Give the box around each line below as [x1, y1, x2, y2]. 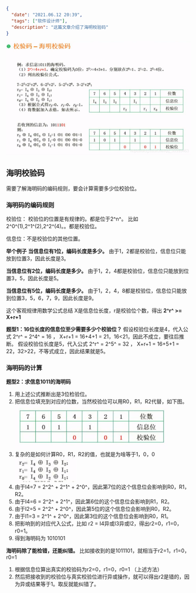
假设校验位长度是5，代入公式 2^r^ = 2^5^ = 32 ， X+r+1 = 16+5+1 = [17, 340, 180, 347]
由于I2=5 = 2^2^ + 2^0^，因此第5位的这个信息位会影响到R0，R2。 [14, 506, 175, 513]
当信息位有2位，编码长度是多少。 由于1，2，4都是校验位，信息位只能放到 [6, 267, 184, 275]
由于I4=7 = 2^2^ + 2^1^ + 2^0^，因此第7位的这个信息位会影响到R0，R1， [14, 483, 190, 490]
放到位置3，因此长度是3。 [6, 255, 69, 262]
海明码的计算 [6, 364, 43, 372]
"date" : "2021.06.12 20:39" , [11, 12, 83, 18]
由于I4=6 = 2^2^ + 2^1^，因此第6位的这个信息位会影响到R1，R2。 [14, 498, 173, 505]
